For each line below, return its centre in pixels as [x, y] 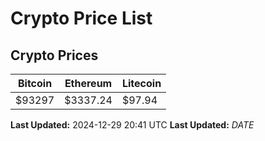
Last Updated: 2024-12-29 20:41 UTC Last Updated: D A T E [132, 125]
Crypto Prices [54, 55]
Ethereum [88, 83]
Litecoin [141, 83]
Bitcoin [35, 83]
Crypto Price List [81, 18]
